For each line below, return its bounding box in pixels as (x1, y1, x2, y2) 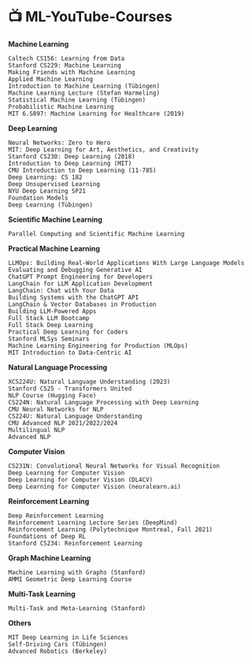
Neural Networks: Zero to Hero (8, 139, 111, 147)
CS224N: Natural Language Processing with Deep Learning (8, 398, 199, 406)
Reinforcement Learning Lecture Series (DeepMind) (8, 519, 178, 527)
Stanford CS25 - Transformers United (8, 385, 132, 393)
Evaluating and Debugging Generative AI (8, 266, 143, 274)
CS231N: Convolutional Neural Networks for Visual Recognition (8, 462, 220, 470)
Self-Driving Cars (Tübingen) (8, 640, 108, 648)
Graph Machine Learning (8, 553, 91, 562)
